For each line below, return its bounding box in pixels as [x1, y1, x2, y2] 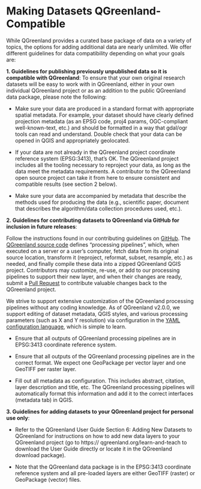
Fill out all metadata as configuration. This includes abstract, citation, [14, 377, 185, 384]
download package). [14, 451, 66, 458]
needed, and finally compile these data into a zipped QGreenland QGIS [6, 260, 181, 267]
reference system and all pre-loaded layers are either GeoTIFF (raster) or [14, 469, 195, 476]
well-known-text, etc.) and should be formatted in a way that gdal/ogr [14, 124, 188, 131]
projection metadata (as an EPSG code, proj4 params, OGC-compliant [14, 117, 188, 125]
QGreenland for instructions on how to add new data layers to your [14, 432, 180, 440]
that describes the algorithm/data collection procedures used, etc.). [14, 205, 182, 212]
